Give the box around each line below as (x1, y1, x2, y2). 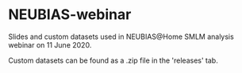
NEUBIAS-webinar (8, 6, 132, 24)
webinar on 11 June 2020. (8, 40, 92, 49)
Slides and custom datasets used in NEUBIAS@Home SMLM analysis (8, 32, 234, 41)
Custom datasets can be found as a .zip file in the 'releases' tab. (8, 56, 218, 65)
